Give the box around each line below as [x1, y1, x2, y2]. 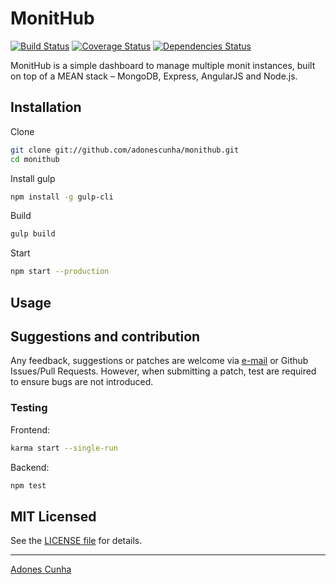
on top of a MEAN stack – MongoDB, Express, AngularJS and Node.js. [10, 70, 298, 82]
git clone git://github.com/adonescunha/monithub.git [10, 145, 240, 155]
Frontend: [10, 423, 51, 436]
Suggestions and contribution [10, 328, 201, 345]
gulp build [10, 229, 56, 239]
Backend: [10, 461, 50, 473]
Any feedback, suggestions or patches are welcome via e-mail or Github [10, 355, 309, 367]
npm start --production [10, 267, 110, 277]
